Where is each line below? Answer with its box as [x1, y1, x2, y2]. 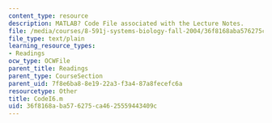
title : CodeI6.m [8, 95, 63, 103]
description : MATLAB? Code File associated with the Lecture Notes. [8, 19, 244, 28]
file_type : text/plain [8, 34, 85, 43]
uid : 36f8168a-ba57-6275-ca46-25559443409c [8, 102, 158, 110]
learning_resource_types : [8, 42, 96, 50]
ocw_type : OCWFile [8, 57, 70, 66]
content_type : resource [8, 11, 89, 20]
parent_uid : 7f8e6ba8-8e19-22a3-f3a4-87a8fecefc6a [8, 79, 183, 87]
